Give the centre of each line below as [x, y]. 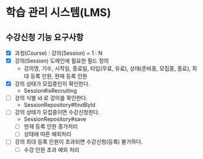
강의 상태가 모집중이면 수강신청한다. [57, 112]
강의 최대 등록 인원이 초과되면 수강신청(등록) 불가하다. [79, 142]
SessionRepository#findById [60, 105]
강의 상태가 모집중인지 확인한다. [52, 84]
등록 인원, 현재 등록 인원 [59, 76]
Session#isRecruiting [50, 91]
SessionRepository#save [55, 119]
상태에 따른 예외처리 [47, 134]
